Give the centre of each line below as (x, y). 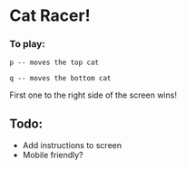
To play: (27, 44)
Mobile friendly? (53, 155)
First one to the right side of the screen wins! (93, 95)
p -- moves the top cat (54, 63)
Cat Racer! (50, 16)
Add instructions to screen (72, 146)
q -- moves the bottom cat (60, 79)
